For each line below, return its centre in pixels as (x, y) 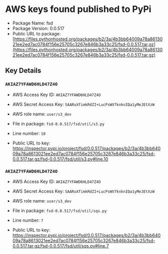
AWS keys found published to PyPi (78, 9)
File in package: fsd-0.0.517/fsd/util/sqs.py (59, 210)
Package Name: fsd (33, 23)
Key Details (23, 71)
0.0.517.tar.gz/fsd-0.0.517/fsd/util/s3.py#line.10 (60, 159)
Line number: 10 (29, 133)
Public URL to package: (36, 33)
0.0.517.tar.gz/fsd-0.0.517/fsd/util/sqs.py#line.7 (60, 245)
